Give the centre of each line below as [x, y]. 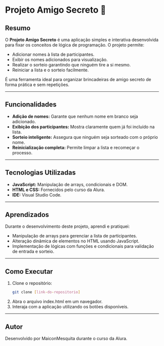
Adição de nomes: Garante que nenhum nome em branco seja [75, 116]
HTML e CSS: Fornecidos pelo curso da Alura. [59, 190]
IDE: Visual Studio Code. [37, 195]
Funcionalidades [31, 105]
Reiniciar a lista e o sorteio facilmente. [50, 70]
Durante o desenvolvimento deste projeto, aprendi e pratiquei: [68, 226]
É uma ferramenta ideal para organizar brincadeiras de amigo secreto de [78, 79]
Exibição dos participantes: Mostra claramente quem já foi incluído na [83, 127]
